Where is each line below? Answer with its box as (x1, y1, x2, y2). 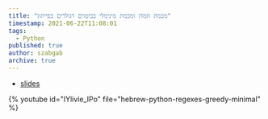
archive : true (8, 57, 57, 65)
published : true (8, 42, 63, 50)
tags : (8, 27, 27, 35)
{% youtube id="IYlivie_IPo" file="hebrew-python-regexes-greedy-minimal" (8, 94, 261, 104)
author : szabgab (8, 49, 63, 57)
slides (19, 78, 40, 88)
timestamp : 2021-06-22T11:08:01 (8, 19, 117, 27)
